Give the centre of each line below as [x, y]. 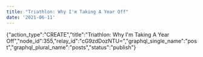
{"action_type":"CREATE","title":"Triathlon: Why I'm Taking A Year [88, 34]
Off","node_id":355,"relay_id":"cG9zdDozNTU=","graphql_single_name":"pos [101, 41]
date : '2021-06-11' [31, 17]
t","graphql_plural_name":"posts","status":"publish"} [71, 47]
